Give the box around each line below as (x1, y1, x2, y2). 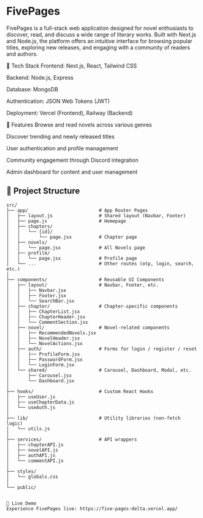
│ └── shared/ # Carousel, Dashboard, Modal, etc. (6, 367, 191, 373)
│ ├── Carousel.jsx (6, 373, 72, 379)
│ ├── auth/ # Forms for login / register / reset (6, 346, 198, 352)
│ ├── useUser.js (6, 394, 56, 400)
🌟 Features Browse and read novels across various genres (6, 121, 152, 128)
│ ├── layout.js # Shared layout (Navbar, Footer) (6, 212, 187, 219)
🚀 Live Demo (6, 500, 36, 506)
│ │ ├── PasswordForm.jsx (6, 356, 83, 363)
